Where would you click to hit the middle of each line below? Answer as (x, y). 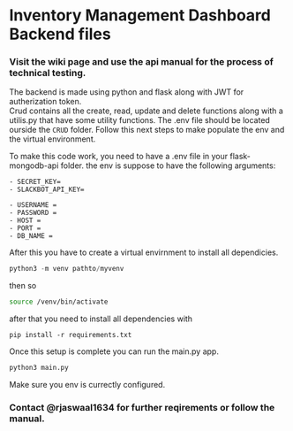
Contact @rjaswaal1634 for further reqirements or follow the (142, 408)
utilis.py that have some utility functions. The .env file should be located (140, 120)
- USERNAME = (33, 205)
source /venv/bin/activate (59, 302)
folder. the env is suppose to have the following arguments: (168, 165)
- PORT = (25, 228)
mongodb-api (34, 165)
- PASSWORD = (33, 213)
